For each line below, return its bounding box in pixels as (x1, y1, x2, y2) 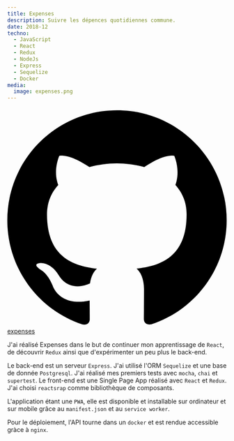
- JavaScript (13, 36, 52, 43)
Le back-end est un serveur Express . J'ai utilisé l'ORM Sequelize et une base (7, 361, 227, 370)
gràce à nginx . (7, 426, 49, 434)
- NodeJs (13, 56, 39, 63)
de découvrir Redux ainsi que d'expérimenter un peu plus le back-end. (7, 348, 208, 357)
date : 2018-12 (7, 23, 49, 30)
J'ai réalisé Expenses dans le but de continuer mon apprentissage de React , (7, 341, 225, 349)
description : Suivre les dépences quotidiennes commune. (7, 17, 176, 24)
